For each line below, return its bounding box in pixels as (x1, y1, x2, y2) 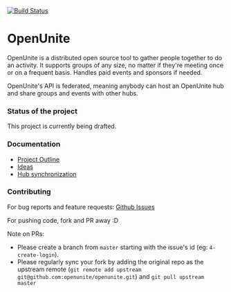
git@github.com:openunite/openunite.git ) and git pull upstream (17, 272, 205, 280)
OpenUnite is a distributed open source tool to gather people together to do (7, 53, 223, 62)
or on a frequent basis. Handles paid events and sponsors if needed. (7, 68, 203, 76)
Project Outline (17, 155, 60, 163)
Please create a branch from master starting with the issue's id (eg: (17, 243, 208, 251)
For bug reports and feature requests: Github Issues (7, 203, 155, 211)
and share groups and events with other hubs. (7, 89, 138, 97)
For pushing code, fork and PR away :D (7, 216, 119, 224)
